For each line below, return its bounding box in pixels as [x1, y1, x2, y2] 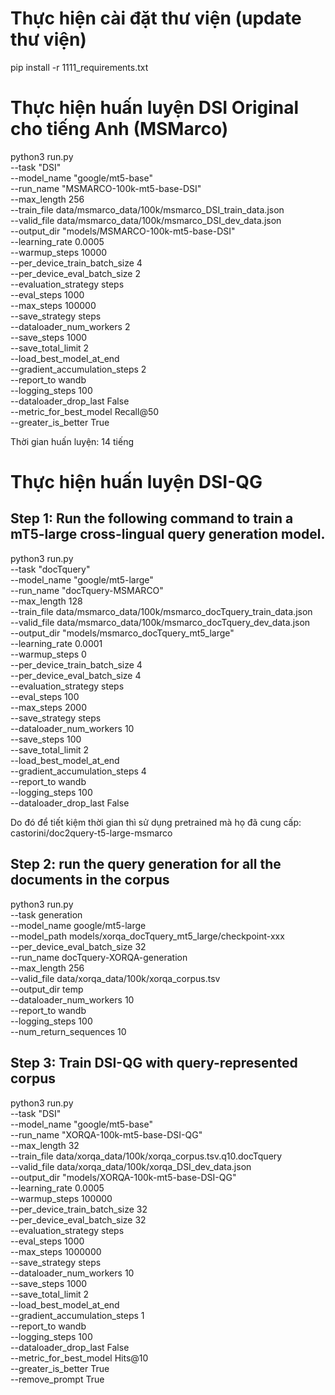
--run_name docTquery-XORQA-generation [10, 951, 188, 963]
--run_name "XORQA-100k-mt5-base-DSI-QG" [10, 1128, 203, 1141]
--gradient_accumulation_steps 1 [10, 1309, 145, 1321]
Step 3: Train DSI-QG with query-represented [10, 1055, 298, 1072]
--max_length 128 [10, 595, 83, 607]
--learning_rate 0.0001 [10, 637, 103, 649]
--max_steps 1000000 [10, 1245, 102, 1257]
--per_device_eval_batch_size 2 [10, 267, 141, 279]
